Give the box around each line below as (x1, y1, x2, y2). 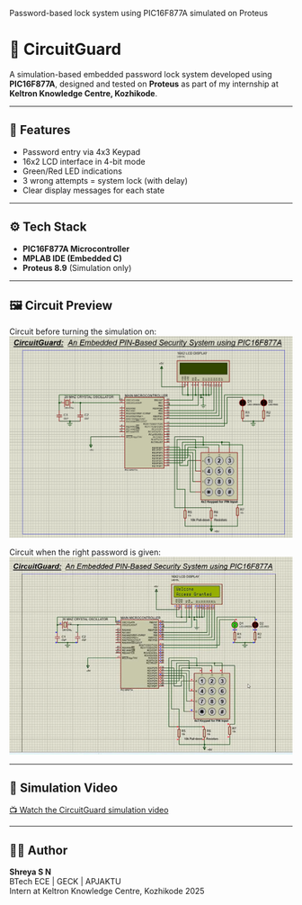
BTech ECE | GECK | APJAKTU (9, 876, 121, 887)
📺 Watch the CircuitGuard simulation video (9, 805, 169, 816)
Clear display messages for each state (22, 185, 164, 195)
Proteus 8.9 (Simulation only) (22, 262, 132, 273)
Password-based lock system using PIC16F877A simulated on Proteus (9, 8, 268, 18)
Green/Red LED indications (22, 166, 123, 176)
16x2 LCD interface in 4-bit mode (22, 156, 146, 167)
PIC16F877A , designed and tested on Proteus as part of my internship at (9, 78, 279, 89)
